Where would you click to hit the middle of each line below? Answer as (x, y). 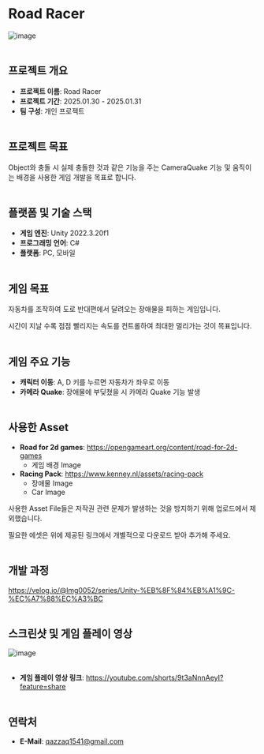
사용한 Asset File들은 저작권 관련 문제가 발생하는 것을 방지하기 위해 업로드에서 (128, 508)
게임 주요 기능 (39, 361)
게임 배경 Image (56, 465)
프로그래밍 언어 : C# (50, 243)
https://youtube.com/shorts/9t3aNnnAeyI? (154, 678)
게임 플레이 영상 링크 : (52, 678)
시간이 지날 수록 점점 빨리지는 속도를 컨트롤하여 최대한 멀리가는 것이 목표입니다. (130, 326)
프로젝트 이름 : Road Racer (60, 91)
